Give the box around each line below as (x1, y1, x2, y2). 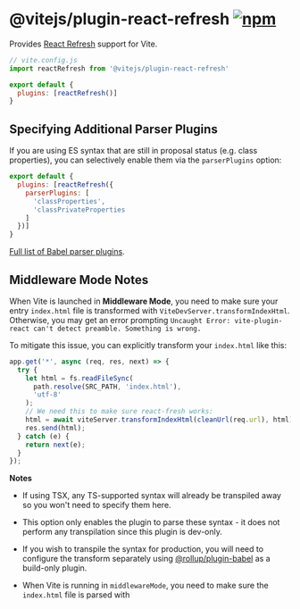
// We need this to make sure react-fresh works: (25, 407, 214, 416)
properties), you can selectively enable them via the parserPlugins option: (9, 154, 282, 165)
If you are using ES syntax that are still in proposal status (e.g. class (9, 146, 258, 156)
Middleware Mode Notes (9, 272, 149, 288)
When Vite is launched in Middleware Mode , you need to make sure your (9, 296, 279, 306)
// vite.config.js (9, 55, 78, 64)
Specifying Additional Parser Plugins (9, 121, 219, 137)
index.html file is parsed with (21, 589, 130, 600)
